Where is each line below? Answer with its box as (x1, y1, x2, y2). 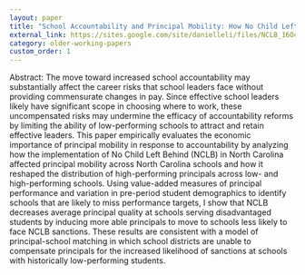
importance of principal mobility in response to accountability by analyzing (9, 140, 289, 151)
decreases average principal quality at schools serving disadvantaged (9, 207, 272, 218)
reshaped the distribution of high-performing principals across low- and (9, 169, 279, 180)
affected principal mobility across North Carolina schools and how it (9, 159, 263, 170)
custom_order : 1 (9, 47, 71, 56)
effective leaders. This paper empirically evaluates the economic (9, 130, 251, 141)
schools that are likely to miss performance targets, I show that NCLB (9, 197, 269, 209)
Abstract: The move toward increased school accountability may (9, 72, 251, 83)
